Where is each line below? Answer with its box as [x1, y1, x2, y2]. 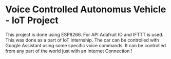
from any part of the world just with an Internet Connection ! [5, 48, 132, 54]
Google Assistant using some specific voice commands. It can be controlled [5, 42, 166, 48]
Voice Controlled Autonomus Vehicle [5, 4, 166, 15]
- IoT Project [5, 14, 59, 26]
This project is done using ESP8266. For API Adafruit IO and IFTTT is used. [5, 31, 164, 37]
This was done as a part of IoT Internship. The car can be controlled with [5, 37, 159, 43]
